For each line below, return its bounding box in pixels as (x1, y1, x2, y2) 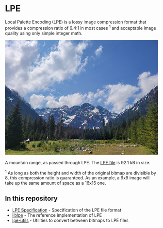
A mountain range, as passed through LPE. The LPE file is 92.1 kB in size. (5, 159, 150, 165)
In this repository (5, 194, 58, 202)
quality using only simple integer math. (5, 30, 82, 36)
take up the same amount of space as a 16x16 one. (5, 180, 106, 186)
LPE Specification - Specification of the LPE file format (12, 207, 121, 213)
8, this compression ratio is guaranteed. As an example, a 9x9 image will (5, 175, 150, 181)
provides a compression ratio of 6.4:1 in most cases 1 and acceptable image (5, 24, 156, 31)
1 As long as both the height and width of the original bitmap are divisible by (5, 169, 156, 175)
